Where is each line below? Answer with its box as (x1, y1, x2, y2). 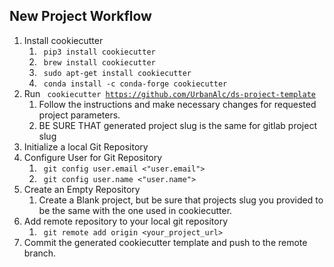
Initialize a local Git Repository (23, 140, 149, 153)
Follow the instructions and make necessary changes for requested (38, 98, 317, 110)
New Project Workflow (9, 8, 152, 25)
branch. (23, 247, 57, 259)
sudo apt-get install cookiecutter (43, 68, 192, 78)
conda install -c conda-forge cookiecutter (43, 79, 228, 89)
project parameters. (38, 109, 121, 121)
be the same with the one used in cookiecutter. (38, 204, 233, 216)
